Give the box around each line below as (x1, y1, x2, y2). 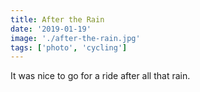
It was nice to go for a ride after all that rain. (10, 70, 191, 82)
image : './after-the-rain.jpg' (10, 33, 141, 43)
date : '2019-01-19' (10, 24, 92, 34)
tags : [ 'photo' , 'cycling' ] (10, 42, 128, 53)
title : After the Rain (10, 14, 105, 25)
